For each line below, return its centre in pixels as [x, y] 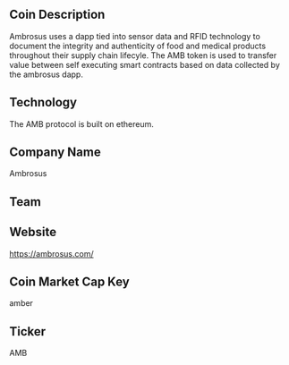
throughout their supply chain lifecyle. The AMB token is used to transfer [143, 55]
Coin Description [57, 15]
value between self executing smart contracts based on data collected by [144, 64]
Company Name [55, 153]
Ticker [28, 331]
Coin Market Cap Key [69, 282]
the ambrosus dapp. [46, 74]
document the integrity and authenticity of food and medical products [138, 46]
